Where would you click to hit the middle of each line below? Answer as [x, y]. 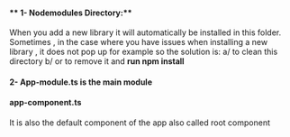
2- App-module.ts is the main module [81, 82]
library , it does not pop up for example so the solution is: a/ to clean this [144, 52]
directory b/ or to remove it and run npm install [97, 61]
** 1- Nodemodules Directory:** [71, 13]
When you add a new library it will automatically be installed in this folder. [145, 32]
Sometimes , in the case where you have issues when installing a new [139, 42]
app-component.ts [45, 103]
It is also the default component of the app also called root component [140, 123]
